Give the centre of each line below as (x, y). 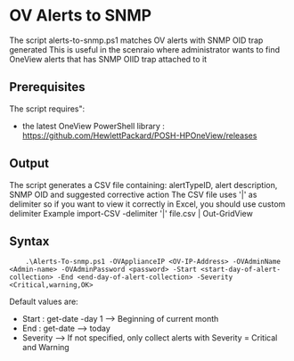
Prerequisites (47, 87)
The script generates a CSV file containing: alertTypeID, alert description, (143, 185)
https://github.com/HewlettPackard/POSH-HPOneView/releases (139, 135)
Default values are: (44, 302)
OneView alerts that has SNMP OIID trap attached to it (108, 59)
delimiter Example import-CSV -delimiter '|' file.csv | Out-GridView (131, 213)
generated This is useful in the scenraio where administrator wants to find (145, 49)
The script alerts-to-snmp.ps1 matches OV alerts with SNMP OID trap (136, 40)
